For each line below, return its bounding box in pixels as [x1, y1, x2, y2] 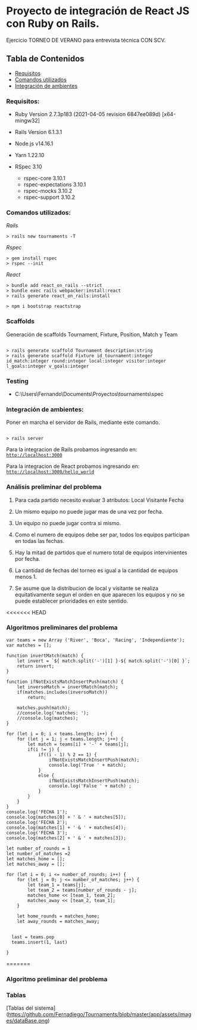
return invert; [17, 663, 55, 669]
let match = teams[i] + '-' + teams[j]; [27, 741, 129, 747]
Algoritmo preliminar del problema [6, 975, 108, 983]
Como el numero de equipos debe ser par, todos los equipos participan [14, 531, 190, 538]
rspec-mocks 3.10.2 [23, 188, 73, 195]
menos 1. [14, 573, 37, 580]
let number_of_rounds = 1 [6, 845, 70, 851]
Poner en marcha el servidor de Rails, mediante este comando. [6, 419, 161, 426]
